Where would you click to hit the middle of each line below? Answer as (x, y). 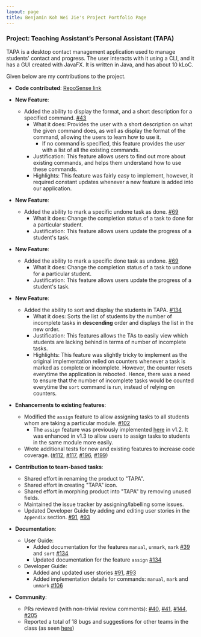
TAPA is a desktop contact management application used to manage (91, 51)
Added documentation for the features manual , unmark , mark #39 (112, 546)
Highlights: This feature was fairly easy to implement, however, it (113, 175)
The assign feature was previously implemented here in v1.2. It (110, 429)
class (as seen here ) (49, 628)
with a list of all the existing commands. (91, 150)
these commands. (55, 169)
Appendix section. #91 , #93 (57, 517)
